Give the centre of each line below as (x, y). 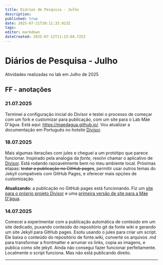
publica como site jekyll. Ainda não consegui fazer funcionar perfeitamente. (81, 248)
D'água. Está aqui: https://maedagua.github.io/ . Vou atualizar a (67, 124)
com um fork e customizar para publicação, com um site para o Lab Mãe (78, 119)
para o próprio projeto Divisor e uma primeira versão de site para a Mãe (77, 193)
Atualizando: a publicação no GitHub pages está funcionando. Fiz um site (79, 188)
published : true (21, 19)
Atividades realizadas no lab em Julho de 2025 (52, 74)
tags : (10, 28)
